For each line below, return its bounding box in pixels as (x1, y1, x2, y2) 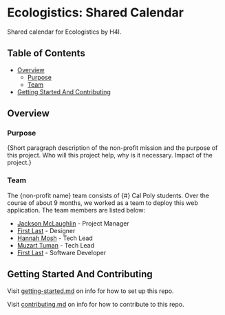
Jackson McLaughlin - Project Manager (17, 219, 129, 228)
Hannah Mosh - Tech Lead (17, 234, 93, 242)
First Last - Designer (17, 226, 76, 235)
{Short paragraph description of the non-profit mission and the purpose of (7, 144, 218, 152)
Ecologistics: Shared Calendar (7, 5, 184, 21)
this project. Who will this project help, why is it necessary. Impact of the (7, 151, 213, 160)
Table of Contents (7, 47, 86, 59)
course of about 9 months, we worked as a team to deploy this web (7, 198, 198, 207)
